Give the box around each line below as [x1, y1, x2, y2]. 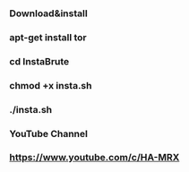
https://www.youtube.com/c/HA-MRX [9, 151, 180, 164]
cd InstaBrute [9, 55, 70, 67]
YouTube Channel [9, 127, 88, 140]
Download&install [9, 7, 88, 20]
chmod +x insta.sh [9, 79, 92, 91]
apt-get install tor [9, 30, 87, 43]
